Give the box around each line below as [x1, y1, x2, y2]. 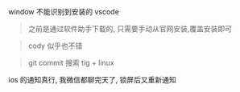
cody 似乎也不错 [27, 41, 83, 50]
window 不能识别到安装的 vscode [8, 7, 119, 16]
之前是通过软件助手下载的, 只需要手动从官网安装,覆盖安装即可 [27, 24, 232, 34]
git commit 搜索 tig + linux [27, 58, 114, 67]
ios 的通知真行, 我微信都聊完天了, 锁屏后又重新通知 [8, 75, 177, 84]
